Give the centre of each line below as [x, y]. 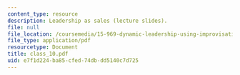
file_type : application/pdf [49, 41]
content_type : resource [43, 14]
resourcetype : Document [43, 47]
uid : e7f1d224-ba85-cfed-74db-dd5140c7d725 [73, 61]
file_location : [30, 34]
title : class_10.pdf [38, 54]
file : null [24, 27]
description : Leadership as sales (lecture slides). [87, 21]
